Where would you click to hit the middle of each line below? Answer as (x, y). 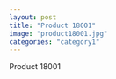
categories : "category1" (54, 42)
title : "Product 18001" (53, 25)
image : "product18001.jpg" (58, 33)
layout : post (33, 17)
